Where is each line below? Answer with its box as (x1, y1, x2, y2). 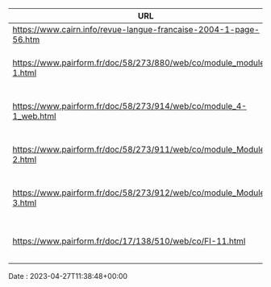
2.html (12, 154, 37, 164)
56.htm (12, 34, 40, 45)
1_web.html (12, 110, 56, 122)
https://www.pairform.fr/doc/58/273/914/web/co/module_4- (12, 101, 248, 111)
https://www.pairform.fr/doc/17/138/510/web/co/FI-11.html (12, 235, 246, 247)
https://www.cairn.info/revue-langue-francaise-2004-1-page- (12, 24, 260, 35)
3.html (12, 198, 37, 208)
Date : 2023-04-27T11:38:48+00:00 (8, 272, 127, 281)
